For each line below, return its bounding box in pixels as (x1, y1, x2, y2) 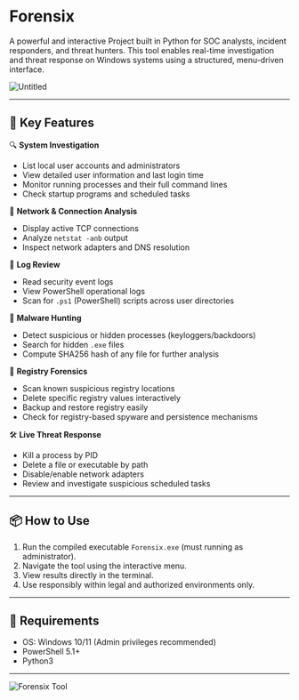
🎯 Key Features (9, 116, 95, 131)
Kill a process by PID (21, 449, 99, 460)
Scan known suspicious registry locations (21, 382, 175, 393)
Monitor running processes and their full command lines (21, 179, 228, 189)
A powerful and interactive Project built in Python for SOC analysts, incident (9, 36, 287, 46)
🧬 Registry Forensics (9, 366, 88, 376)
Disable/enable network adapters (21, 469, 145, 479)
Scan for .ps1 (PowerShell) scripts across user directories (21, 295, 234, 306)
